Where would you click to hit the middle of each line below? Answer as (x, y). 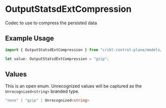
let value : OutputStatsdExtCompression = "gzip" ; (57, 59)
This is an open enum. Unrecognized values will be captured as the (74, 86)
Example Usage (30, 38)
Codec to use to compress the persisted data (51, 23)
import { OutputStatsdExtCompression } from (52, 50)
